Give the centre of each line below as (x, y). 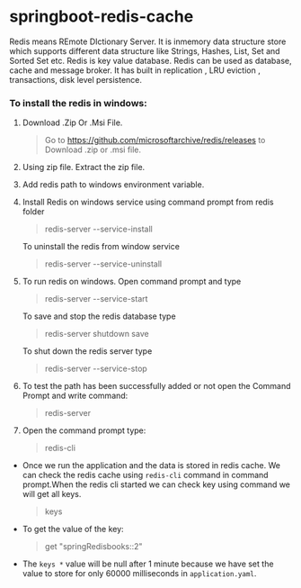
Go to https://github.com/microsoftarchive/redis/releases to (155, 140)
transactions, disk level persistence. (75, 79)
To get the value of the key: (73, 529)
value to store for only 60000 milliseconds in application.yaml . (139, 574)
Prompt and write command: (75, 396)
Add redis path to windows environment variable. (113, 185)
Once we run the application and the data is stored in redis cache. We (151, 466)
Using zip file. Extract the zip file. (84, 167)
